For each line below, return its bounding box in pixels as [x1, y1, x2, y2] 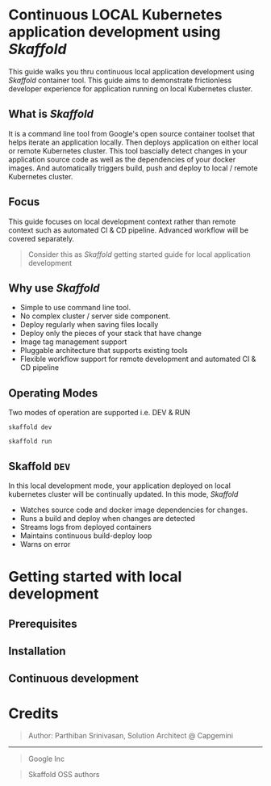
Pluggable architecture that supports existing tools [19, 346, 188, 355]
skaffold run [8, 438, 52, 446]
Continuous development [8, 672, 140, 686]
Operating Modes [8, 386, 98, 400]
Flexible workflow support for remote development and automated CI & [19, 354, 256, 364]
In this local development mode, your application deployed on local [8, 481, 231, 490]
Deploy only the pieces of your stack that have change [19, 329, 202, 338]
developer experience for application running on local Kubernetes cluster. [8, 83, 253, 94]
